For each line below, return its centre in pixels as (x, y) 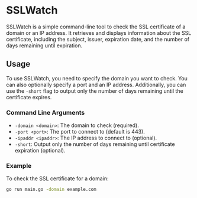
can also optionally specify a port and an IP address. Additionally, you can (96, 85)
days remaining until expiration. (44, 46)
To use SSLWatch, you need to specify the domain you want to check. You (97, 78)
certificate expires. (29, 97)
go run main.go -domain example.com (51, 190)
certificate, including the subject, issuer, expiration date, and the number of (98, 39)
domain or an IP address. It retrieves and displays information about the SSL (99, 33)
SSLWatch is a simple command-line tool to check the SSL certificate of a (96, 27)
